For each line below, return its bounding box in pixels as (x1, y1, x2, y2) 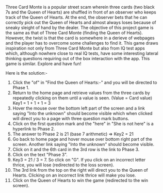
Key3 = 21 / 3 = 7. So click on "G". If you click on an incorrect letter (12, 157, 146, 162)
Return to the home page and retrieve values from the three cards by (12, 90, 150, 96)
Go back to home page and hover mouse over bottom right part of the (12, 136, 152, 142)
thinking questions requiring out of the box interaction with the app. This (5, 56, 150, 61)
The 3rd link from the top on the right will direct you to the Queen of (12, 167, 148, 173)
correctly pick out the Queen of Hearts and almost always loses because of (5, 19, 157, 25)
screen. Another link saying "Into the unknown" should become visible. (12, 142, 155, 147)
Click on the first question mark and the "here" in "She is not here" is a (12, 121, 154, 127)
